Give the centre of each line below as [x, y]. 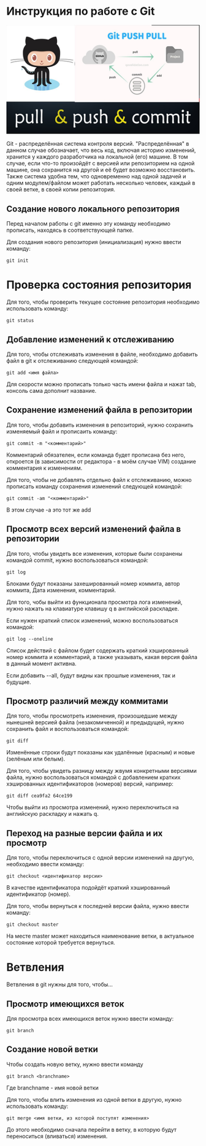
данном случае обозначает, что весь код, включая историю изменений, [101, 150]
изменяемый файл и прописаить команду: [62, 431]
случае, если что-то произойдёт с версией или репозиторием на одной [101, 164]
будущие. [19, 682]
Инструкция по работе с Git [81, 11]
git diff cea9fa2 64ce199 [39, 796]
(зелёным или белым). [36, 759]
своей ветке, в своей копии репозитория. [61, 189]
